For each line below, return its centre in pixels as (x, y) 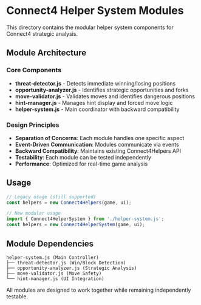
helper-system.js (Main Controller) (53, 257)
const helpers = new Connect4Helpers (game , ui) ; (69, 203)
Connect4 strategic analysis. (42, 33)
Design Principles (33, 125)
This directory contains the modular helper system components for (90, 27)
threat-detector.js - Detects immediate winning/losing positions (95, 83)
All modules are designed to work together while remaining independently (99, 290)
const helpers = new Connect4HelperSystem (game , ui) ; (76, 225)
